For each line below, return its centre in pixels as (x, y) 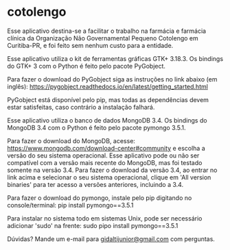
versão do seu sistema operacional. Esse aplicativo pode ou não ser (103, 155)
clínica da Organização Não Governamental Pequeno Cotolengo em (103, 38)
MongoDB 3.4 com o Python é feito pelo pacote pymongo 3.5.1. (97, 127)
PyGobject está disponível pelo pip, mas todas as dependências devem (108, 99)
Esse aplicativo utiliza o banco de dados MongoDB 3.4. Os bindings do (107, 120)
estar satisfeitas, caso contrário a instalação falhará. (81, 107)
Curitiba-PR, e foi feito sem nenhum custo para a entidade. (90, 45)
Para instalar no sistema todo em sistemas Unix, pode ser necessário (105, 218)
